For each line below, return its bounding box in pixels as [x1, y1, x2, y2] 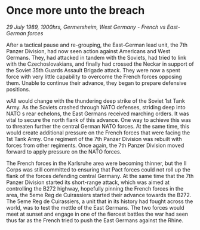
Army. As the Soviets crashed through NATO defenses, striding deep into [6, 103, 186, 111]
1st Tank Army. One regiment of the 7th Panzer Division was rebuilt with [6, 135, 182, 142]
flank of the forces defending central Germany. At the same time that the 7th [6, 172, 194, 179]
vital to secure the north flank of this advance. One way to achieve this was [6, 116, 191, 123]
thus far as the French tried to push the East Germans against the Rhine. [6, 216, 184, 224]
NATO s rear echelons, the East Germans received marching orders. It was [6, 110, 189, 117]
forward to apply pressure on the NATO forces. [6, 148, 122, 155]
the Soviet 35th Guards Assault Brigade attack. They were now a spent [6, 66, 180, 73]
